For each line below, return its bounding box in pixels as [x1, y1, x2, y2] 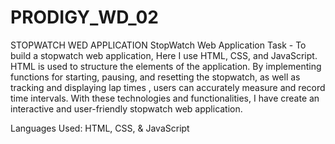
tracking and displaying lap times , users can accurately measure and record [10, 81, 326, 93]
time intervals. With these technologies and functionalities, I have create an [10, 92, 320, 104]
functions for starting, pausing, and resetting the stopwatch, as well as [10, 71, 301, 83]
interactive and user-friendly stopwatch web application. [10, 102, 243, 115]
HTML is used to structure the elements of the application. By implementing [10, 60, 322, 72]
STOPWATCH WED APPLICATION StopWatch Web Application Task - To [10, 39, 307, 51]
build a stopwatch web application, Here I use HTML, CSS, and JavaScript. [10, 49, 318, 61]
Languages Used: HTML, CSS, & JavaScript [10, 122, 190, 134]
